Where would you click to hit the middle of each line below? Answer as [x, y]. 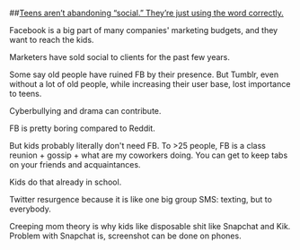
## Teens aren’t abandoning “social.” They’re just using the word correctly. [147, 13]
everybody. [30, 209]
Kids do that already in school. [66, 182]
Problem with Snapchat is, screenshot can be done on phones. [125, 236]
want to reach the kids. [52, 40]
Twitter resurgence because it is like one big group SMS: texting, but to [141, 199]
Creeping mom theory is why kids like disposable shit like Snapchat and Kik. [150, 226]
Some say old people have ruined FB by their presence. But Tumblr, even [144, 74]
